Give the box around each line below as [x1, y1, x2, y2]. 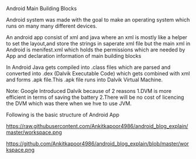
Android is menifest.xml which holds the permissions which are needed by [6, 46, 185, 53]
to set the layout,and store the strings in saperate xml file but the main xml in [6, 40, 191, 47]
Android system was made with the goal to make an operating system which [6, 16, 190, 23]
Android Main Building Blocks [6, 5, 77, 12]
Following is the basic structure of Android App [6, 111, 120, 118]
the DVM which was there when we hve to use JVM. [6, 100, 132, 107]
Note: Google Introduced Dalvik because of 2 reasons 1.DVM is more [6, 88, 171, 94]
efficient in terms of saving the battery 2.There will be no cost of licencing [6, 94, 184, 101]
